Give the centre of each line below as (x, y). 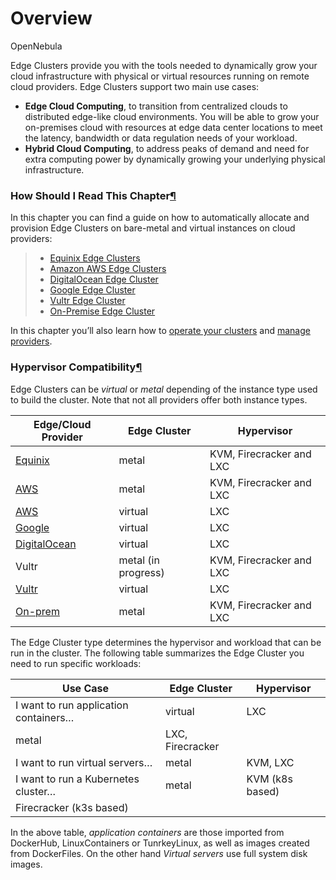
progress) (141, 572)
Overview (51, 18)
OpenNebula (36, 46)
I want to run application (72, 705)
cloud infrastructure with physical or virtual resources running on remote (160, 76)
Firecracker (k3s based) (72, 807)
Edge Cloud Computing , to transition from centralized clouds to (156, 106)
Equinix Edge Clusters (95, 258)
